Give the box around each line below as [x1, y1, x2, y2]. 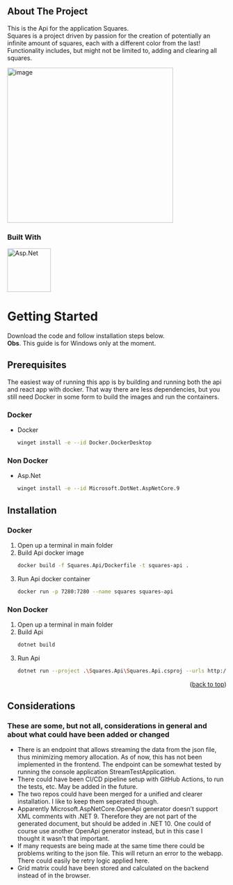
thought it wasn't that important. [17, 834, 110, 842]
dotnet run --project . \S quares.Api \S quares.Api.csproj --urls [17, 667, 205, 675]
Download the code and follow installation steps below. [7, 332, 165, 340]
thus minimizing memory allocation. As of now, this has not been [17, 753, 202, 762]
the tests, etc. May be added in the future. [17, 783, 138, 791]
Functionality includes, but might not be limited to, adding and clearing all [7, 46, 217, 54]
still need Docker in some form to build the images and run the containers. [7, 392, 220, 401]
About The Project [7, 6, 88, 17]
